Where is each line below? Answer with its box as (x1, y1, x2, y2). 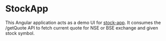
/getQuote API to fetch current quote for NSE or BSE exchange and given (5, 24, 158, 30)
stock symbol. (5, 30, 35, 36)
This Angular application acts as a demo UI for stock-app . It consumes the (5, 19, 161, 25)
